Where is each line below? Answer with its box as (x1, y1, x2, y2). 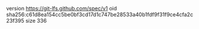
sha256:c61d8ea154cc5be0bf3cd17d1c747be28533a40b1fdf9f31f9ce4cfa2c (6, 11, 194, 18)
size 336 (25, 17, 47, 24)
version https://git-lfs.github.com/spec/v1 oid (6, 5, 117, 12)
